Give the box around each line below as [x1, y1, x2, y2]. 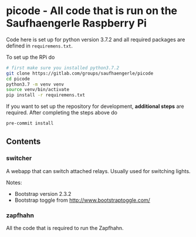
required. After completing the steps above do [6, 109, 117, 116]
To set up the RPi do [6, 53, 55, 60]
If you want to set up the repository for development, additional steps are [6, 103, 184, 110]
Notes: [6, 179, 22, 186]
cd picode [6, 76, 31, 82]
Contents [6, 137, 41, 147]
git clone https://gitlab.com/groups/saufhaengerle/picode [6, 70, 154, 76]
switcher [6, 154, 32, 162]
